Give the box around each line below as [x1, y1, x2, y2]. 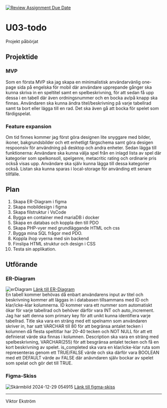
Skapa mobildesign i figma [12, 204, 67, 210]
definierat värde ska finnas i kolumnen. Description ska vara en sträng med [5, 334, 159, 340]
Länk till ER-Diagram [33, 287, 75, 292]
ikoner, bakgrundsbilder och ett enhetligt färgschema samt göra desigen [5, 139, 153, 145]
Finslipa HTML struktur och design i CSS [12, 240, 96, 246]
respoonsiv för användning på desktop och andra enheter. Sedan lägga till [5, 144, 157, 151]
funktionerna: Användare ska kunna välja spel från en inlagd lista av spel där [5, 150, 162, 156]
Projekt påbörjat [5, 38, 39, 44]
